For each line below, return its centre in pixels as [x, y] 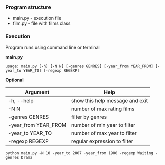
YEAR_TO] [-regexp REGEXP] [51, 70]
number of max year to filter [104, 133]
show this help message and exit [110, 100]
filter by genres [89, 117]
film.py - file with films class [41, 23]
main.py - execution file [37, 18]
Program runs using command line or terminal [52, 47]
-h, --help [21, 100]
